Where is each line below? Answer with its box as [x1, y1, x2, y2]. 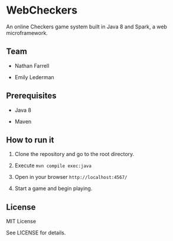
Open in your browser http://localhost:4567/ [14, 174, 128, 181]
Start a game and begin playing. [14, 185, 93, 192]
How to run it [6, 135, 54, 145]
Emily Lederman [14, 73, 54, 80]
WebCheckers [6, 4, 78, 17]
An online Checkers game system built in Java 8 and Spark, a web [6, 23, 167, 30]
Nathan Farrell [14, 62, 50, 69]
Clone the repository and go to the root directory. [14, 151, 135, 158]
